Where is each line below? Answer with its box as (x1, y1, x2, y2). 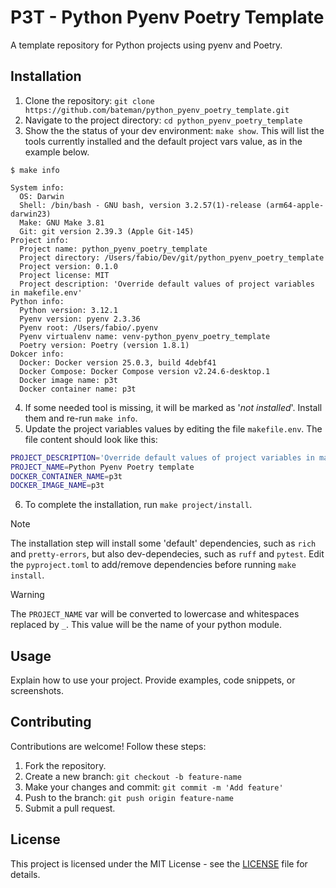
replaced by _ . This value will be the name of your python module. (10, 619, 283, 631)
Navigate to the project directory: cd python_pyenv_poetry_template (24, 114, 303, 126)
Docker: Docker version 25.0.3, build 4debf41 (19, 357, 217, 368)
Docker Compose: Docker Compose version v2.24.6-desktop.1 (19, 366, 271, 376)
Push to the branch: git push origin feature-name (24, 791, 235, 803)
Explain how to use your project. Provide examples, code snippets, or (10, 674, 296, 686)
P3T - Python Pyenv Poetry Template (10, 6, 325, 29)
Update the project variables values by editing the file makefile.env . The (24, 422, 323, 435)
